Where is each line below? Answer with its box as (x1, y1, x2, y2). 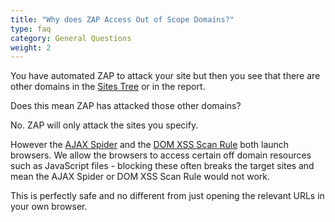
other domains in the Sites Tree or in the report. (10, 81, 206, 93)
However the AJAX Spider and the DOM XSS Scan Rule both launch (10, 139, 290, 151)
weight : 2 (10, 42, 52, 53)
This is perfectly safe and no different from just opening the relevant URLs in (10, 190, 325, 202)
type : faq (10, 24, 52, 34)
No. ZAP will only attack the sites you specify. (10, 119, 199, 131)
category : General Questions (10, 33, 132, 43)
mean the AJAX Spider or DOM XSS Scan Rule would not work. (10, 171, 271, 183)
